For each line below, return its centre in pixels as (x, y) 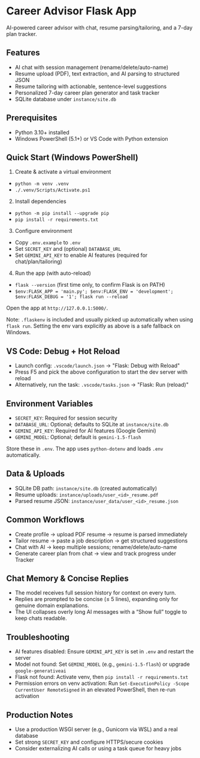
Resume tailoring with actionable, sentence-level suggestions (91, 86)
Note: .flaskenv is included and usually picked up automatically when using (100, 320)
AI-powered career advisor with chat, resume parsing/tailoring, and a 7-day (99, 28)
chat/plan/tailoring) (39, 262)
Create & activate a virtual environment (63, 172)
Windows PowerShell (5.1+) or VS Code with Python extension (92, 138)
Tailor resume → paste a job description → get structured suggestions (101, 541)
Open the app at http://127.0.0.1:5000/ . (57, 308)
